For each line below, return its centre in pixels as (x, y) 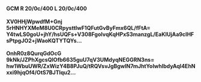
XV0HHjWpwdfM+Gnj (34, 22)
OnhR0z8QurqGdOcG (34, 53)
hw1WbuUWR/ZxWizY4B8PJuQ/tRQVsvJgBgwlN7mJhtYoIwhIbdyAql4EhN (101, 66)
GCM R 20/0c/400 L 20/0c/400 (46, 8)
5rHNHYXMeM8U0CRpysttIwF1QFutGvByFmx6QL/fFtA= (79, 28)
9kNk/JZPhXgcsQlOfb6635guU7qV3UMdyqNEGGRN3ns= (80, 60)
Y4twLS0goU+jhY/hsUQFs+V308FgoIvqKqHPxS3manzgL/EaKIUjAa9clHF (100, 34)
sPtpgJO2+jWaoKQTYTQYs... (44, 41)
